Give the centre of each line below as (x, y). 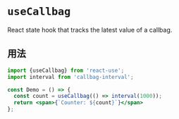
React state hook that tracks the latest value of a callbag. (90, 30)
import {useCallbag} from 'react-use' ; (66, 70)
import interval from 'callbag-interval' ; (70, 77)
